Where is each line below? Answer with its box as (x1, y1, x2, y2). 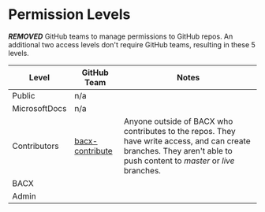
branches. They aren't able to (123, 145, 233, 156)
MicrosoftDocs (12, 102, 67, 113)
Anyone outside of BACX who (123, 116, 233, 127)
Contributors (12, 140, 59, 151)
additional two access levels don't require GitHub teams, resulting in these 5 (8, 39, 256, 49)
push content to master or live (123, 155, 235, 166)
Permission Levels (8, 6, 131, 24)
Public (12, 90, 35, 101)
